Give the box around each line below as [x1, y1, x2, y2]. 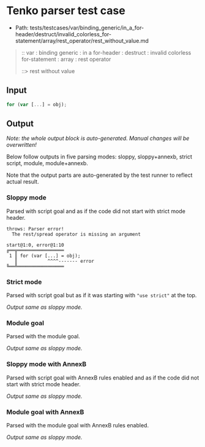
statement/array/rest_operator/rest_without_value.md [15, 37, 149, 44]
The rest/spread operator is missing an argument [12, 231, 141, 237]
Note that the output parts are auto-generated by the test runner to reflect [6, 171, 193, 179]
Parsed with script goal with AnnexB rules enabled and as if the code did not [6, 374, 199, 381]
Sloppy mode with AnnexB [6, 360, 87, 368]
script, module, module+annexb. [6, 160, 89, 167]
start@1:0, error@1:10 [6, 242, 64, 248]
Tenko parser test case [6, 4, 125, 18]
